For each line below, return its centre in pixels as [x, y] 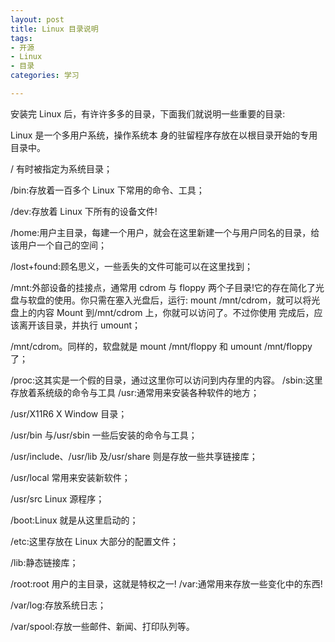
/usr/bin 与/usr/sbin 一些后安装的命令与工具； [104, 435]
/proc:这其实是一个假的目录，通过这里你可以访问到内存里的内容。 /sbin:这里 [166, 380]
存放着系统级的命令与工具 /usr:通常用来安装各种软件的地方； [135, 392]
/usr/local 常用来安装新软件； [70, 477]
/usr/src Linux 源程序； [57, 498]
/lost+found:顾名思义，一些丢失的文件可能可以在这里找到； [132, 266]
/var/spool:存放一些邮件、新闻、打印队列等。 [102, 626]
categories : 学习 [45, 76]
